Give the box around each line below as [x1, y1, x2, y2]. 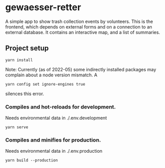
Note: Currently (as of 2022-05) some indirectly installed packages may [5, 66, 156, 72]
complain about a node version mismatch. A [5, 72, 98, 78]
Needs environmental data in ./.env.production [5, 148, 103, 154]
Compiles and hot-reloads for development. [5, 103, 116, 110]
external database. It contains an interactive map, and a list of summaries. [5, 29, 160, 35]
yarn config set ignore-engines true [5, 81, 86, 87]
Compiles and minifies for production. [5, 136, 101, 144]
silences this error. [5, 91, 44, 97]
